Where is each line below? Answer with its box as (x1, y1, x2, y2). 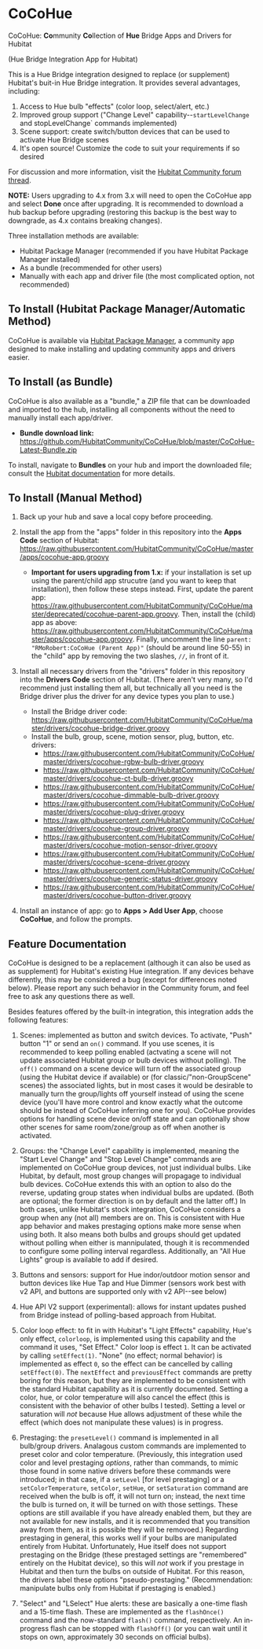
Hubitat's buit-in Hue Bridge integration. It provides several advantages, (8, 78, 241, 87)
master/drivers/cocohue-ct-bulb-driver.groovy (42, 774, 194, 783)
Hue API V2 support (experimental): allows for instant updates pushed (19, 1302, 247, 1311)
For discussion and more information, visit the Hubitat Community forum (8, 167, 242, 176)
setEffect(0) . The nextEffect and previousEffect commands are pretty (19, 1367, 253, 1377)
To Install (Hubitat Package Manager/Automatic (8, 302, 246, 316)
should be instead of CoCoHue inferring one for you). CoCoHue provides (19, 1106, 256, 1115)
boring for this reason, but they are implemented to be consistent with (19, 1376, 246, 1385)
